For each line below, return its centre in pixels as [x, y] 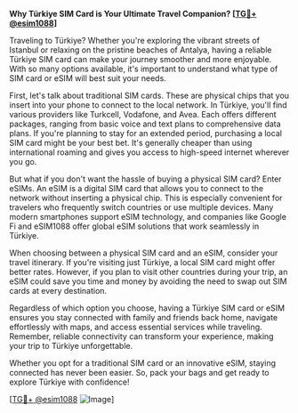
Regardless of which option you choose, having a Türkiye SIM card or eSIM [147, 308]
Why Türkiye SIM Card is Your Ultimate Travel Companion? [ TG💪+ [133, 14]
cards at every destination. [58, 291]
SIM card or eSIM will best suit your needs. [88, 78]
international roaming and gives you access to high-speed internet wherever [149, 152]
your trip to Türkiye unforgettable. [71, 346]
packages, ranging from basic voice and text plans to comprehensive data [145, 124]
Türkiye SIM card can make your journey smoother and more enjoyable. [141, 59]
